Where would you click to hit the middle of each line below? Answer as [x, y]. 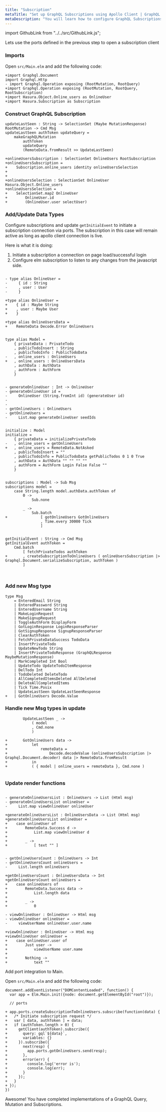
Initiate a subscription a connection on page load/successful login [79, 255]
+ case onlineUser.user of [36, 941]
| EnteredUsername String [41, 609]
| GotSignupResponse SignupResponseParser [58, 631]
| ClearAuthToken [32, 635]
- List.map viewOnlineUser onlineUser [49, 806]
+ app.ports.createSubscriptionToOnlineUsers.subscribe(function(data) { [83, 1012]
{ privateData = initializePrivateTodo [55, 439]
